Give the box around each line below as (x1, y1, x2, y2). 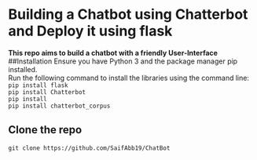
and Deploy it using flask (8, 22, 173, 40)
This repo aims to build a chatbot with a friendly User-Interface (8, 48, 218, 57)
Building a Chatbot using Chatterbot (8, 5, 248, 24)
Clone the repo (8, 123, 83, 136)
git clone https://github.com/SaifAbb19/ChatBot (8, 144, 171, 152)
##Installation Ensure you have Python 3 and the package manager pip (8, 56, 238, 66)
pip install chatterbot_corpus (8, 102, 111, 110)
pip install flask (8, 81, 68, 89)
